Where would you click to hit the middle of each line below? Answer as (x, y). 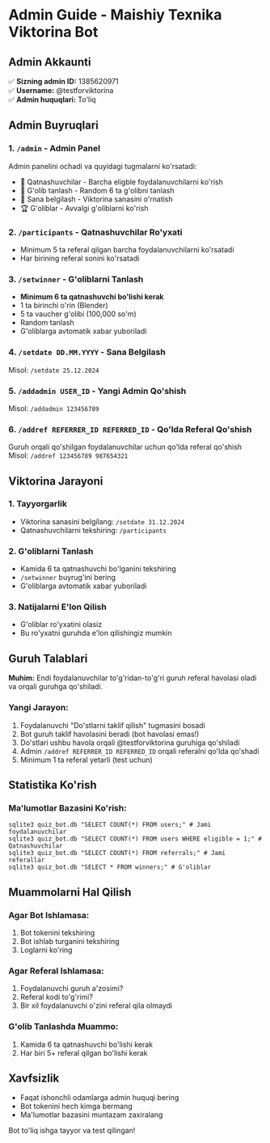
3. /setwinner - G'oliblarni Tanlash (76, 279)
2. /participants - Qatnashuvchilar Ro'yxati (96, 232)
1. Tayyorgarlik (38, 504)
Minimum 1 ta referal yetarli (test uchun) (86, 760)
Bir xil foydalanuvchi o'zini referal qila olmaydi (96, 1005)
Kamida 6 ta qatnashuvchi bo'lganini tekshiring (98, 569)
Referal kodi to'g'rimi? (56, 997)
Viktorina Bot (53, 32)
